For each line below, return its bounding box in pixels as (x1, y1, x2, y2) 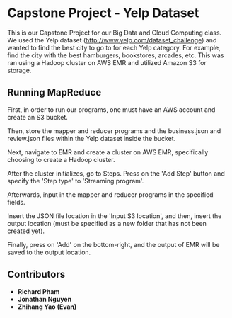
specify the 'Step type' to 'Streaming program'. (7, 176, 144, 185)
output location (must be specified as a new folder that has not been (7, 219, 207, 227)
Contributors (7, 268, 66, 280)
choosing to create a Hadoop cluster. (7, 155, 115, 164)
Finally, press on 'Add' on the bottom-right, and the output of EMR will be (7, 240, 220, 249)
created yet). (7, 227, 45, 235)
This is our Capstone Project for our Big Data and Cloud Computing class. (7, 28, 222, 37)
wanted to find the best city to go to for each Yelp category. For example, (7, 43, 221, 52)
